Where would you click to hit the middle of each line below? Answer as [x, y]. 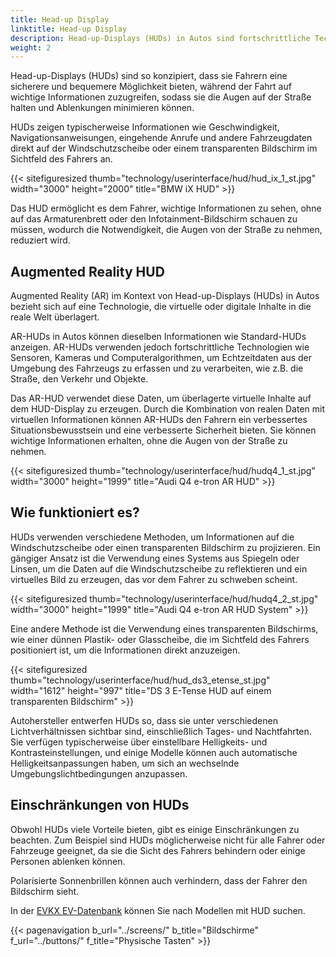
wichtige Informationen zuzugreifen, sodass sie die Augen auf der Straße [161, 97]
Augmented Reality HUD [87, 271]
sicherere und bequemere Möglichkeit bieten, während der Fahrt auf [151, 87]
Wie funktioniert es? [75, 512]
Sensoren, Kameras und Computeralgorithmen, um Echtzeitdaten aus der [161, 358]
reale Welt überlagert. [55, 317]
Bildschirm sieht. [45, 891]
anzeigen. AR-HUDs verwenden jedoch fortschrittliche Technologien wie [160, 347]
